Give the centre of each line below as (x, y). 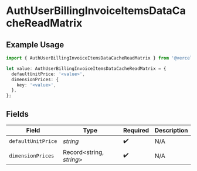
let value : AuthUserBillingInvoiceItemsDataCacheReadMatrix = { (86, 68)
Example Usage (35, 45)
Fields (18, 114)
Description (171, 130)
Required (136, 130)
